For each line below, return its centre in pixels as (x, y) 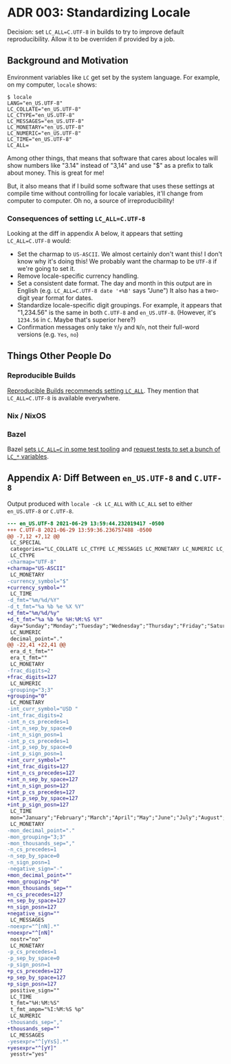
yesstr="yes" (29, 1054)
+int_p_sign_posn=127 (38, 805)
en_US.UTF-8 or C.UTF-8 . (41, 511)
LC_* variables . (28, 456)
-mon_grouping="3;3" (37, 837)
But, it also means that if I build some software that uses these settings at (111, 186)
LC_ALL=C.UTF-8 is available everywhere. (64, 398)
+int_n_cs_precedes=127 (41, 773)
